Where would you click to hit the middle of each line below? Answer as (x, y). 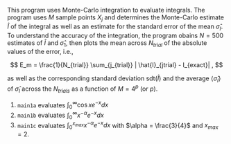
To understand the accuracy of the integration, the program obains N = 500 (115, 35)
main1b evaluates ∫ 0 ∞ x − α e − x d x (60, 115)
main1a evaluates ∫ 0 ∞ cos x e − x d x (63, 105)
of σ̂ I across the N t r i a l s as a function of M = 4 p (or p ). (83, 89)
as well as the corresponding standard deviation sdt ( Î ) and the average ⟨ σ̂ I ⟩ (114, 79)
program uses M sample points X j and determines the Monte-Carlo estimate (115, 18)
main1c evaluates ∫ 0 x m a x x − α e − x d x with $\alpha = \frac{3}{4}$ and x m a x (118, 125)
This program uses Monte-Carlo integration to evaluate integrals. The (106, 10)
